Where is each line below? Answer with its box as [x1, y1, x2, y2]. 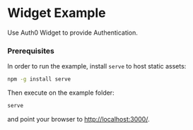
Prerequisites [7, 46, 54, 56]
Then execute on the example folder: [7, 88, 115, 97]
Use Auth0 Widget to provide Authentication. [7, 28, 138, 37]
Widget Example [7, 5, 106, 21]
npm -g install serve [7, 76, 71, 83]
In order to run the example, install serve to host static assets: [7, 62, 187, 71]
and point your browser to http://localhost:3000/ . [7, 114, 150, 123]
